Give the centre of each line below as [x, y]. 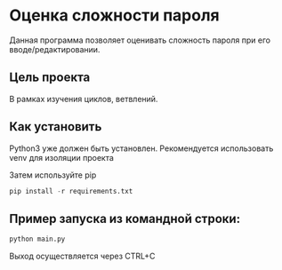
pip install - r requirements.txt [71, 191]
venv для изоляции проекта [61, 157]
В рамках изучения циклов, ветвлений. [84, 99]
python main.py [37, 239]
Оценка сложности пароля [114, 16]
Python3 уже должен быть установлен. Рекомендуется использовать [141, 148]
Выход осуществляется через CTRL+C [82, 256]
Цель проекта [50, 78]
